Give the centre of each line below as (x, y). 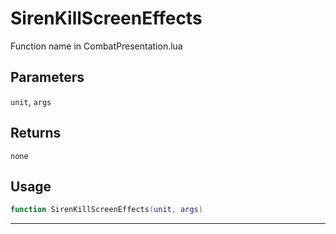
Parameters (47, 77)
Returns (36, 133)
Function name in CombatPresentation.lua (96, 46)
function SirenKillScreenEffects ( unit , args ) (106, 210)
